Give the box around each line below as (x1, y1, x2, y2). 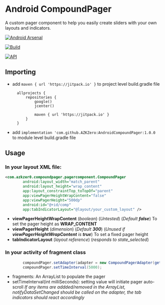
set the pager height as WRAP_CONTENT (12, 221, 97, 227)
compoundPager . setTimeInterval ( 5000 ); (23, 265, 102, 270)
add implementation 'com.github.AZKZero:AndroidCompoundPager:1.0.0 (12, 129, 156, 135)
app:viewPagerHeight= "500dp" (23, 198, 82, 203)
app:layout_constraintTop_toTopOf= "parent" (23, 189, 113, 194)
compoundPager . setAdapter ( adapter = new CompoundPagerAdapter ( (23, 260, 155, 265)
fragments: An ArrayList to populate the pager (12, 273, 106, 279)
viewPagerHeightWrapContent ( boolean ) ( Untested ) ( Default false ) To (12, 216, 158, 222)
